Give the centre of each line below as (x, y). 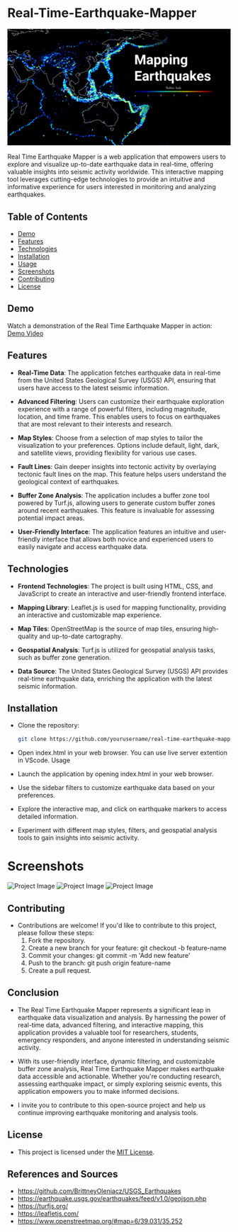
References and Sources (63, 1174)
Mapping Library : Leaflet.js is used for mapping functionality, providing (122, 607)
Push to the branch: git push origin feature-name (100, 963)
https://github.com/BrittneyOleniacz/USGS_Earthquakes (100, 1191)
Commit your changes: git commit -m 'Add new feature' (109, 955)
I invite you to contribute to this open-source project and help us (112, 1105)
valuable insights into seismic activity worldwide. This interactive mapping (115, 172)
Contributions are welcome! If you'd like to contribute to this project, (117, 925)
